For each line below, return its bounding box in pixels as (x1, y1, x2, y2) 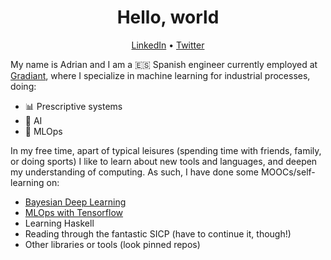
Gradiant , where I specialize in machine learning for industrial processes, (10, 69, 311, 81)
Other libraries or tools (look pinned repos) (24, 238, 201, 250)
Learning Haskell (24, 217, 95, 229)
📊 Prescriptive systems (24, 100, 123, 112)
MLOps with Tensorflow (24, 206, 124, 218)
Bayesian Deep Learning (24, 196, 127, 208)
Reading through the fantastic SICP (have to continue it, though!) (24, 227, 292, 240)
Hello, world (116, 6, 220, 29)
